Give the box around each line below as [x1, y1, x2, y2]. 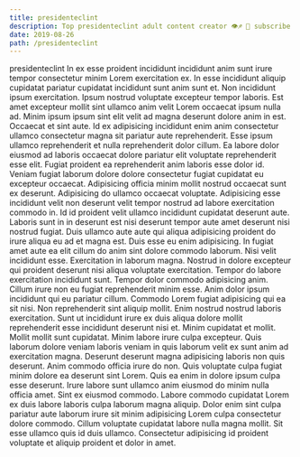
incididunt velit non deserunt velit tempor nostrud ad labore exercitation [9, 198, 275, 209]
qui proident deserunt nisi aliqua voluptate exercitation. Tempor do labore [9, 265, 282, 275]
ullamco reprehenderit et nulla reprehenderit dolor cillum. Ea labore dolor [9, 140, 280, 151]
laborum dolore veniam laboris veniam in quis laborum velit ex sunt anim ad [9, 341, 289, 352]
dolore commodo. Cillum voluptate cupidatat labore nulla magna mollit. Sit [9, 418, 284, 429]
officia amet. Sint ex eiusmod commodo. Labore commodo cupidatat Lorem [9, 389, 290, 400]
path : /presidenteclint [9, 38, 99, 48]
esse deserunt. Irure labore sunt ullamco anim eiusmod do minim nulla [9, 380, 270, 391]
